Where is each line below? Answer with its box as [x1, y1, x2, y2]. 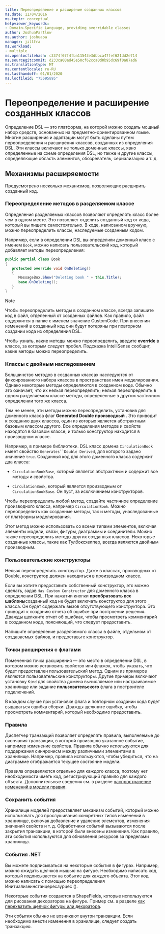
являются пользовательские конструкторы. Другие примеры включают [5, 673, 157, 679]
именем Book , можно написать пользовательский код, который [5, 242, 138, 248]
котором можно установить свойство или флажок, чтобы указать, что [5, 662, 153, 668]
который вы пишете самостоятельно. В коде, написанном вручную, [5, 222, 148, 228]
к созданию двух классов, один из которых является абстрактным [5, 418, 146, 424]
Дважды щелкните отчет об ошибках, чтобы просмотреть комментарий [5, 614, 157, 620]
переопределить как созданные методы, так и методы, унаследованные [5, 509, 159, 515]
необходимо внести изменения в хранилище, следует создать [5, 918, 137, 924]
